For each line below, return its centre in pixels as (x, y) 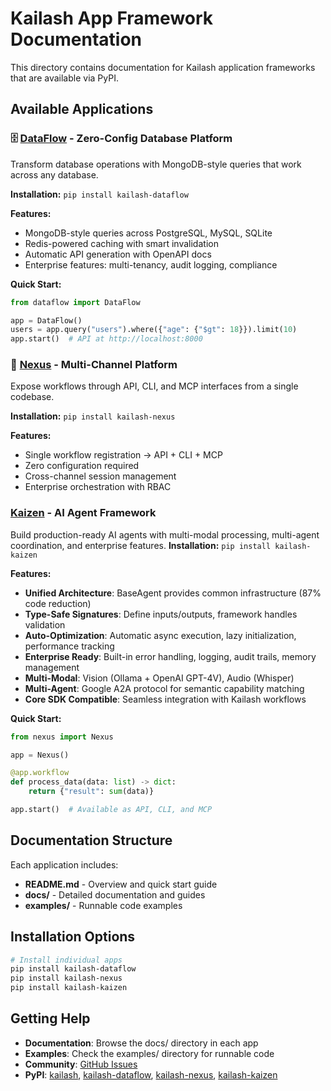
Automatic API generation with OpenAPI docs (118, 254)
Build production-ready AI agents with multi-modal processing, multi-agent (165, 534)
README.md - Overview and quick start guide (121, 884)
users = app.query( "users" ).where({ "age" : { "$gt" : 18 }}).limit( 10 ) (154, 330)
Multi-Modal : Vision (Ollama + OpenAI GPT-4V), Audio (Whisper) (159, 678)
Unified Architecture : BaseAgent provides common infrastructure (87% (173, 593)
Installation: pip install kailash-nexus (93, 416)
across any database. (54, 174)
